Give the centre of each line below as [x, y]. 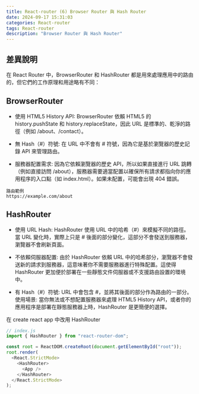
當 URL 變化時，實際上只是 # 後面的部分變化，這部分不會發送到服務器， [102, 237]
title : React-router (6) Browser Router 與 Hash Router [76, 12]
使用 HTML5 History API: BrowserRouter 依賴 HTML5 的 [83, 116]
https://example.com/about [40, 196]
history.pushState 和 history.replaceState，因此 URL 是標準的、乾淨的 [100, 124]
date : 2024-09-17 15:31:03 [40, 17]
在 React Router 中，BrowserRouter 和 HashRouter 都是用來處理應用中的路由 [100, 74]
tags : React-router [30, 28]
